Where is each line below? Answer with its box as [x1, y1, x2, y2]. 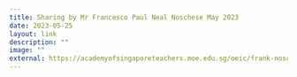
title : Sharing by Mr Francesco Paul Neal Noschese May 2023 [9, 12, 240, 22]
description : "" [9, 37, 69, 47]
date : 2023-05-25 [9, 21, 73, 30]
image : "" [9, 46, 46, 55]
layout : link [9, 29, 57, 38]
